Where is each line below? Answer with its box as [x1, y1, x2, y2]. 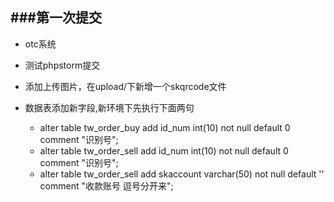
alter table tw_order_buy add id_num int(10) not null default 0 [39, 121, 291, 133]
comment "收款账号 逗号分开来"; [39, 179, 174, 192]
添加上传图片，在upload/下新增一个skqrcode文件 [24, 80, 227, 92]
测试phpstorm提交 [24, 59, 101, 71]
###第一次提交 [10, 9, 102, 27]
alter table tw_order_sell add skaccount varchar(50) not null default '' [39, 168, 325, 180]
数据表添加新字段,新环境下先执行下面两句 [24, 101, 195, 113]
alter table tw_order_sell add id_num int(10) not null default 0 [39, 144, 289, 157]
